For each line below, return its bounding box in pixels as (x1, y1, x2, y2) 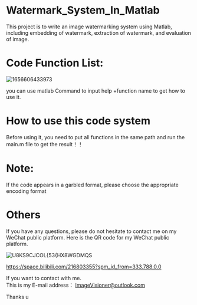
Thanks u (6, 293, 29, 300)
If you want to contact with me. (6, 274, 81, 281)
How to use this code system (6, 114, 151, 127)
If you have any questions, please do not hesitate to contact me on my (6, 228, 177, 235)
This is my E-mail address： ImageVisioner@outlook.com (6, 281, 146, 288)
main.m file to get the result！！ (6, 140, 84, 147)
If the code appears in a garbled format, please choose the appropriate (6, 181, 179, 188)
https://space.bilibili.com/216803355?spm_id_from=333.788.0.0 (6, 263, 162, 270)
